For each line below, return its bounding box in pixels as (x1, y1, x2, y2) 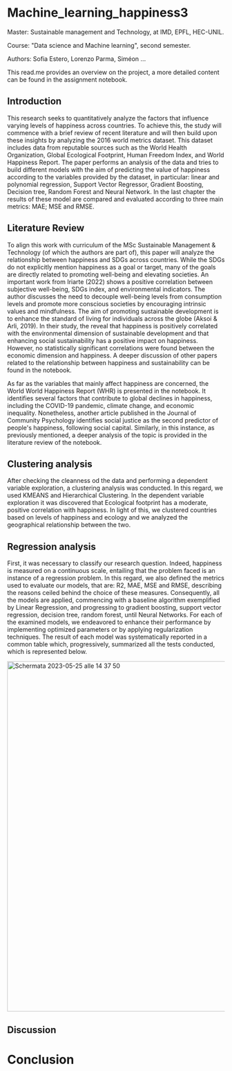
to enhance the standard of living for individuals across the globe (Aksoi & (7, 314, 217, 323)
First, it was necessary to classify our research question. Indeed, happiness (7, 559, 222, 567)
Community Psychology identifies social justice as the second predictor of (7, 416, 219, 424)
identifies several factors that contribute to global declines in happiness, (7, 393, 213, 402)
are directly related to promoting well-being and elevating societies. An (7, 270, 209, 278)
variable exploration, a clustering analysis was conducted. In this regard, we (7, 484, 223, 493)
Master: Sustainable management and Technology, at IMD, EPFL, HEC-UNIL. (7, 28, 224, 36)
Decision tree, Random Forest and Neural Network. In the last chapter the (7, 187, 216, 195)
